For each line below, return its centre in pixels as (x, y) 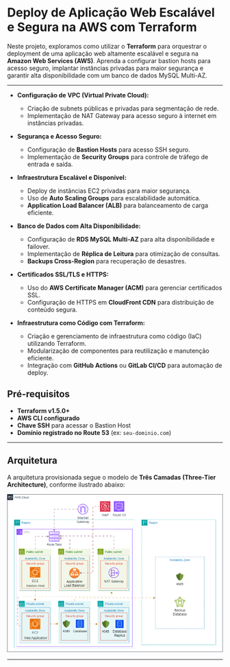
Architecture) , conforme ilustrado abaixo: (66, 484)
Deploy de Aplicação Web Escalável (111, 13)
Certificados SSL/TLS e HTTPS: (63, 274)
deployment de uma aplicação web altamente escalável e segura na (103, 54)
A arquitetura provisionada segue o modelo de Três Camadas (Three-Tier (112, 477)
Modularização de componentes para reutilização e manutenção (118, 351)
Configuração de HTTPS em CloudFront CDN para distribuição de (120, 302)
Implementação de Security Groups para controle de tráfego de (118, 156)
